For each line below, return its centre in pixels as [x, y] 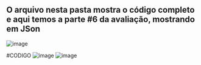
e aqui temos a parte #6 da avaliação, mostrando [100, 20]
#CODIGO [19, 55]
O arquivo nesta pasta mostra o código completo [100, 10]
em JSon [23, 29]
